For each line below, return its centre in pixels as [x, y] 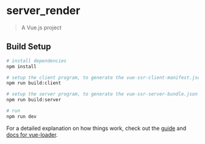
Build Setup [29, 47]
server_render [43, 11]
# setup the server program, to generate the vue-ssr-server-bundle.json [102, 94]
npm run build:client [34, 83]
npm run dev [21, 117]
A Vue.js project [41, 27]
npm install [21, 67]
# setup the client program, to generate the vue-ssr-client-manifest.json [105, 77]
